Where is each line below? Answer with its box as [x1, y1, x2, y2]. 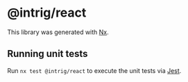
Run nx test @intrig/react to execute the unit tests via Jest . [7, 66, 182, 74]
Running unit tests [7, 48, 88, 60]
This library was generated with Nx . [7, 28, 109, 36]
